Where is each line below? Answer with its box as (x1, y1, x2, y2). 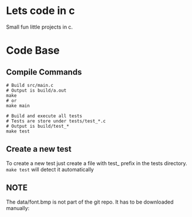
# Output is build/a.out (6, 87, 67, 93)
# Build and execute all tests (6, 113, 83, 119)
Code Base (6, 44, 60, 57)
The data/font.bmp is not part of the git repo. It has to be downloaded (6, 198, 174, 205)
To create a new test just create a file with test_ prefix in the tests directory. (6, 159, 187, 167)
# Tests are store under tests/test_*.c (6, 118, 107, 124)
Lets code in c (6, 4, 75, 17)
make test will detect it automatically (6, 166, 94, 173)
